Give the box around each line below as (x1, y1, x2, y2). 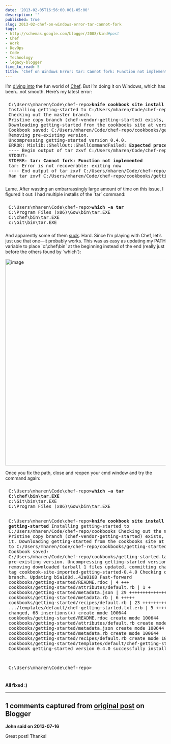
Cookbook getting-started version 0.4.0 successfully (8, 646, 146, 651)
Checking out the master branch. (8, 112, 92, 117)
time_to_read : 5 (5, 64, 40, 69)
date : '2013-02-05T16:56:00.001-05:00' (5, 7, 90, 13)
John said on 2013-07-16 (5, 723, 60, 729)
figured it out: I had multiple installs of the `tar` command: (5, 191, 126, 197)
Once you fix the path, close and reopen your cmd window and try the (5, 470, 153, 476)
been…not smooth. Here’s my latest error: (5, 89, 93, 94)
